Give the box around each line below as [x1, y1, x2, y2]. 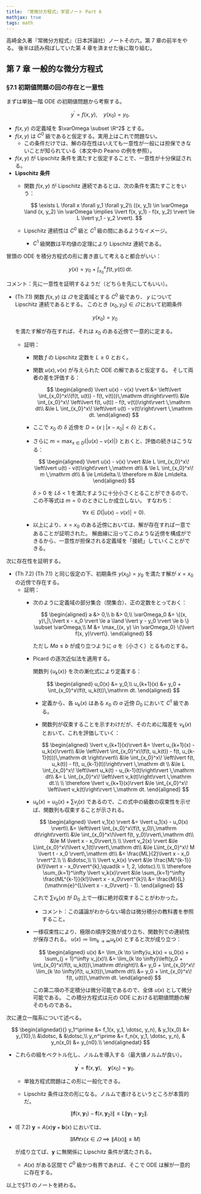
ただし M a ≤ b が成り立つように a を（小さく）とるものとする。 [32, 642, 191, 649]
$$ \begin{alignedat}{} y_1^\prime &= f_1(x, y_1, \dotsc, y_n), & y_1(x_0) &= [11, 1026, 190, 1033]
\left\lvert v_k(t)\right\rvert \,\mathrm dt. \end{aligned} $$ [47, 786, 190, 793]
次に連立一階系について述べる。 [6, 1014, 85, 1021]
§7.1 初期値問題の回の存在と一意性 [6, 83, 104, 91]
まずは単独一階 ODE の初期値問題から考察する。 [6, 98, 126, 105]
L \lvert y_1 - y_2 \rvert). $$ [77, 215, 142, 222]
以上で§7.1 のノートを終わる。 [6, 1181, 80, 1189]
